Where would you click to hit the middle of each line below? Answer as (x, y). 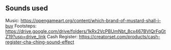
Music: (12, 20)
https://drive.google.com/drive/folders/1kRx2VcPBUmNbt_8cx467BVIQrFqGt (86, 31)
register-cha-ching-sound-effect (40, 42)
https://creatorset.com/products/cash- (119, 36)
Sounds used (27, 8)
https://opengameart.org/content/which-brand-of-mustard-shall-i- (91, 20)
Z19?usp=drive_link (26, 36)
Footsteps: (26, 26)
